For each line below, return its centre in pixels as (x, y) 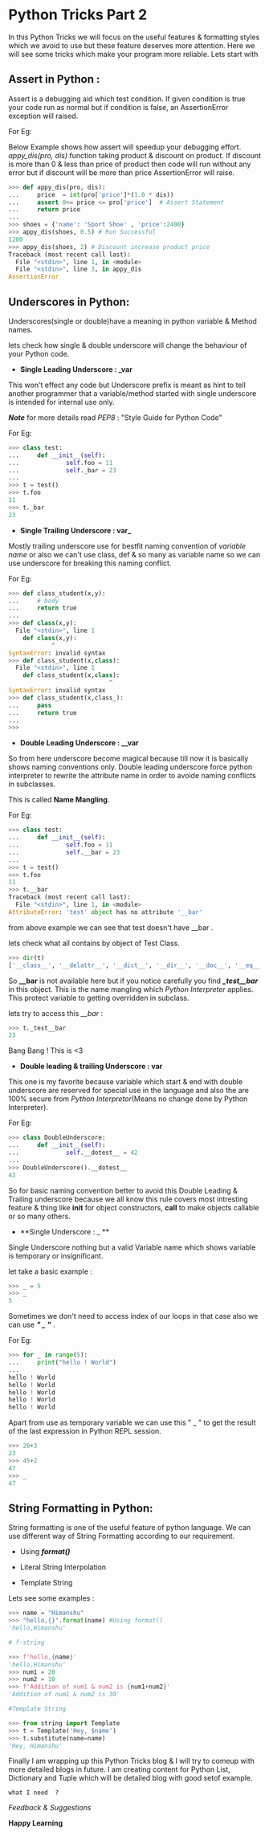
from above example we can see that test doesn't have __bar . (111, 927)
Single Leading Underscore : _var (76, 369)
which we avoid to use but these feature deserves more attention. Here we (132, 45)
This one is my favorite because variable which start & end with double (126, 1082)
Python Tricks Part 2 (78, 15)
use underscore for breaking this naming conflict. (90, 563)
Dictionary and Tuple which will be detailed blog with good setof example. (130, 1778)
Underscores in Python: (69, 302)
